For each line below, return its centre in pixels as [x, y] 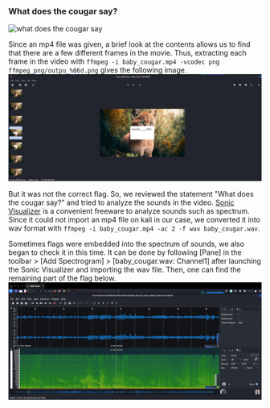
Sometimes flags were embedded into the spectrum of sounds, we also [127, 244]
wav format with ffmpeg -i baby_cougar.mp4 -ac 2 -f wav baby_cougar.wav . [134, 228]
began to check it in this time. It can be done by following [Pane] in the [125, 252]
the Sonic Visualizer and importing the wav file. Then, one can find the [125, 269]
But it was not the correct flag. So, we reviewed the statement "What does [131, 194]
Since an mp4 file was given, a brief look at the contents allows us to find [129, 44]
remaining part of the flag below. [62, 278]
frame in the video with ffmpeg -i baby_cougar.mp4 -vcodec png [114, 61]
